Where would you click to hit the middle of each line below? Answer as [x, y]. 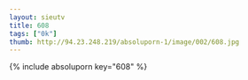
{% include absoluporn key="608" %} [78, 67]
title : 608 [29, 25]
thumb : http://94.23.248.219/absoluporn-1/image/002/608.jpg [124, 42]
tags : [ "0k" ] [33, 33]
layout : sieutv [37, 17]
